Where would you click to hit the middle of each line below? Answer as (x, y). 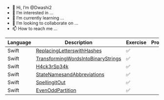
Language (20, 42)
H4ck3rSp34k (52, 67)
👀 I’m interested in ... (33, 13)
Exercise (136, 42)
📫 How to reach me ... (35, 29)
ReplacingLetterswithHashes (69, 50)
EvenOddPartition (56, 90)
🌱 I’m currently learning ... (38, 18)
